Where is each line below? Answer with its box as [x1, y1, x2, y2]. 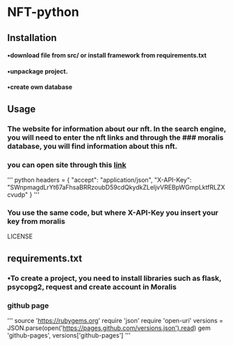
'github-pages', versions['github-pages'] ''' [7, 331, 131, 339]
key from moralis [7, 216, 65, 226]
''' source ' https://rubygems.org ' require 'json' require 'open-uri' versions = [7, 316, 224, 324]
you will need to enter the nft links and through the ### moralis [7, 133, 224, 142]
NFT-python [7, 4, 79, 20]
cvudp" [7, 190, 29, 199]
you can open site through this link [7, 160, 127, 170]
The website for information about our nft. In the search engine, [7, 124, 226, 133]
